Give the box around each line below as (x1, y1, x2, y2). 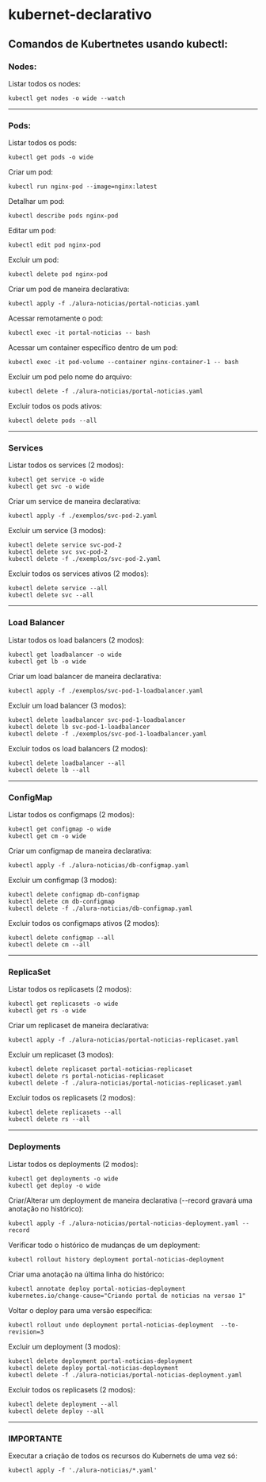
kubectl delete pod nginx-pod (8, 271, 108, 278)
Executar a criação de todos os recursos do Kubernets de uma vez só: (8, 1450, 237, 1461)
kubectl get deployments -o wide (8, 1174, 119, 1183)
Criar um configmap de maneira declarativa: (8, 847, 152, 856)
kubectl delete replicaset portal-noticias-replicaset (8, 1065, 193, 1073)
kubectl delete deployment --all (8, 1400, 119, 1408)
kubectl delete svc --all (8, 591, 93, 600)
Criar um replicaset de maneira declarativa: (8, 1021, 149, 1031)
